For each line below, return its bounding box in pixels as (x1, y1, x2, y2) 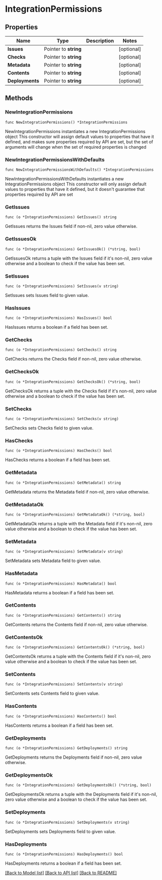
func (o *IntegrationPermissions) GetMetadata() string (5, 480, 121, 485)
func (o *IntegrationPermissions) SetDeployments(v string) (5, 820, 130, 825)
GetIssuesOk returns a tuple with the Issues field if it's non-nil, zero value (5, 255, 153, 261)
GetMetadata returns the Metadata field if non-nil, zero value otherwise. (5, 489, 150, 495)
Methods (5, 94, 33, 102)
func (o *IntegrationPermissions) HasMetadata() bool (5, 581, 117, 586)
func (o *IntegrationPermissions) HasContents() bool (5, 714, 117, 719)
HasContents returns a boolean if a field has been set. (5, 722, 114, 728)
